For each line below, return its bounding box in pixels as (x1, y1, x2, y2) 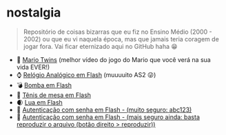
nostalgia (6, 5, 61, 21)
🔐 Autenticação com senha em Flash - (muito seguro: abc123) (16, 105, 192, 114)
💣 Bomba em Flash (16, 81, 72, 89)
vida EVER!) (16, 63, 50, 71)
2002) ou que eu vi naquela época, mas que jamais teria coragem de (23, 34, 220, 43)
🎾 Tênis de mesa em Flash (16, 91, 91, 99)
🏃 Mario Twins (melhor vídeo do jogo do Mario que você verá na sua (16, 55, 211, 63)
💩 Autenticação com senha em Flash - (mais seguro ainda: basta (16, 112, 201, 121)
